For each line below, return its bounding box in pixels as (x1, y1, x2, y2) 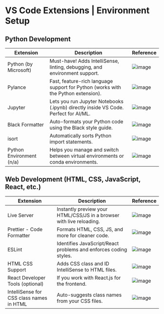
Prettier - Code (7, 226, 43, 233)
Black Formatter (7, 121, 44, 128)
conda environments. (49, 159, 99, 165)
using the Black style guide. (49, 124, 113, 131)
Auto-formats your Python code (49, 118, 123, 125)
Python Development (5, 35, 71, 43)
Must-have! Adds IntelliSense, (49, 58, 120, 64)
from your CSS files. (57, 297, 103, 304)
